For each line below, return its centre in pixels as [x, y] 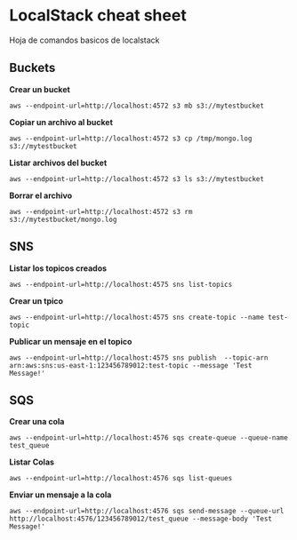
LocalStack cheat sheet [98, 16]
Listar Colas [32, 462]
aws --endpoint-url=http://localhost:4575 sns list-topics [121, 284]
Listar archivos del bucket [58, 163]
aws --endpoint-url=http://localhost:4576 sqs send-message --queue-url [147, 512]
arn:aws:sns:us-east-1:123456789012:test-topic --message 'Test [131, 365]
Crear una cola [37, 422]
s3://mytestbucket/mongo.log [63, 219]
